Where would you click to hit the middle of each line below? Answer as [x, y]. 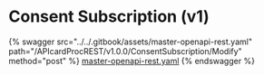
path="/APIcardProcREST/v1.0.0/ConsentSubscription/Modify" [125, 51]
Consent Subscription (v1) [109, 17]
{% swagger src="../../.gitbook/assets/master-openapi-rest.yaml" [131, 42]
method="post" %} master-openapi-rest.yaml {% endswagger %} [132, 61]
